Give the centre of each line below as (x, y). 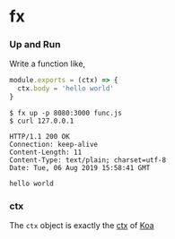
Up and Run (35, 45)
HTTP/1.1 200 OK (39, 137)
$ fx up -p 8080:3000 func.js (66, 114)
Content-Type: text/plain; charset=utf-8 (88, 160)
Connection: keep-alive (54, 145)
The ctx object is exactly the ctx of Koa (82, 226)
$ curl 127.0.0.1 (42, 121)
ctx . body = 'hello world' (66, 89)
